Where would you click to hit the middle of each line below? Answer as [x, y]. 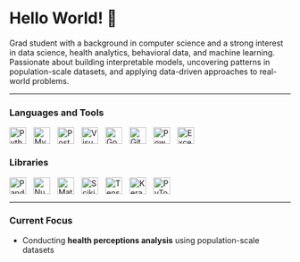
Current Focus [41, 221]
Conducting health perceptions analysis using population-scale [141, 240]
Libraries [29, 163]
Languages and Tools [57, 113]
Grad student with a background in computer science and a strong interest [146, 43]
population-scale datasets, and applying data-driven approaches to [133, 72]
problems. [50, 80]
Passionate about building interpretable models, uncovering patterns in [140, 62]
